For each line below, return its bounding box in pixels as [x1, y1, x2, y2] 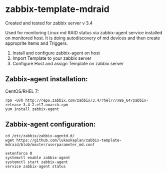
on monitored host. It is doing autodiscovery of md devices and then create [5, 35, 160, 41]
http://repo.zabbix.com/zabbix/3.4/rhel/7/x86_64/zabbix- [25, 98, 149, 103]
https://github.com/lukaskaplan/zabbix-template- [16, 138, 122, 143]
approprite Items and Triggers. [5, 40, 68, 46]
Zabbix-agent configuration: [5, 120, 96, 129]
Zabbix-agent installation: [5, 75, 88, 83]
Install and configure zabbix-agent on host [12, 50, 100, 56]
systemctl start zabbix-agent [5, 160, 68, 165]
